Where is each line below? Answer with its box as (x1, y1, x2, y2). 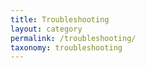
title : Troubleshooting (10, 14, 110, 25)
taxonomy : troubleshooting (10, 42, 123, 53)
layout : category (10, 24, 83, 34)
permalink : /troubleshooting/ (10, 33, 137, 43)
